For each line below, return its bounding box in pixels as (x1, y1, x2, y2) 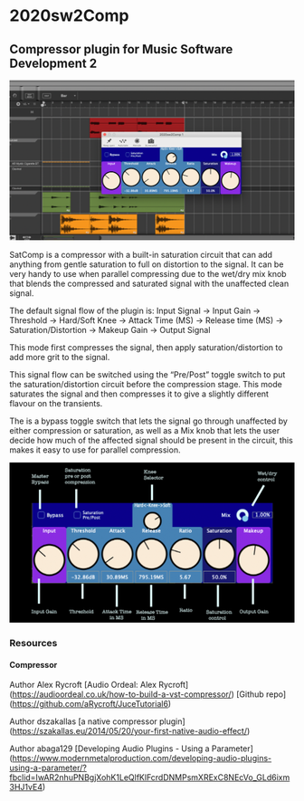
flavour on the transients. (9, 398, 103, 408)
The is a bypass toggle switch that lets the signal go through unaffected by (9, 415, 288, 426)
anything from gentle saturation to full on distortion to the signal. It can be (9, 259, 284, 270)
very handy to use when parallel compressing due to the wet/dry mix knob (9, 269, 287, 279)
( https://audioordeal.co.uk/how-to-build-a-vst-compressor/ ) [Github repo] (9, 689, 287, 700)
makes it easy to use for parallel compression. (9, 444, 181, 455)
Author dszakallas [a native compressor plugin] (9, 716, 185, 727)
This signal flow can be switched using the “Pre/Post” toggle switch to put (9, 369, 286, 380)
